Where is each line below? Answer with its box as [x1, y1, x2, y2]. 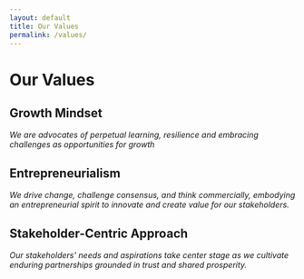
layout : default [9, 13, 71, 23]
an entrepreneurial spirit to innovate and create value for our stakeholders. [9, 199, 290, 210]
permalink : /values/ [9, 30, 88, 39]
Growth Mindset [9, 105, 103, 121]
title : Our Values [9, 22, 79, 31]
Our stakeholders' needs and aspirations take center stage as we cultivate [9, 250, 289, 260]
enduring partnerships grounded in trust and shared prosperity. [9, 260, 248, 270]
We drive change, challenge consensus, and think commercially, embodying [9, 190, 296, 201]
